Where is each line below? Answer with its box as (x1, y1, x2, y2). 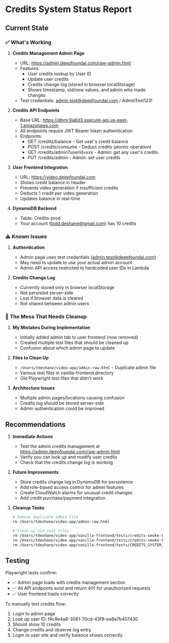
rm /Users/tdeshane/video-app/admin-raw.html (12, 519, 110, 524)
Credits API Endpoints (12, 107, 60, 113)
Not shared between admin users (20, 301, 90, 307)
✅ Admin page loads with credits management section (12, 579, 126, 586)
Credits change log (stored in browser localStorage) (27, 81, 135, 87)
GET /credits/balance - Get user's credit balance (27, 138, 128, 144)
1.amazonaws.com (20, 122, 59, 128)
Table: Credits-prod (20, 215, 61, 221)
